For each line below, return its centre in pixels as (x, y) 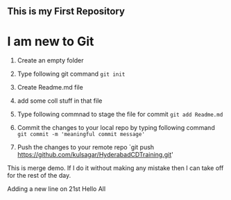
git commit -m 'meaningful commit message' (81, 135)
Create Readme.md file (50, 87)
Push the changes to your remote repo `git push (86, 147)
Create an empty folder (51, 60)
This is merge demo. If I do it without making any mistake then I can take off (115, 168)
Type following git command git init (71, 74)
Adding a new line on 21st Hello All (57, 189)
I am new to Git (51, 41)
